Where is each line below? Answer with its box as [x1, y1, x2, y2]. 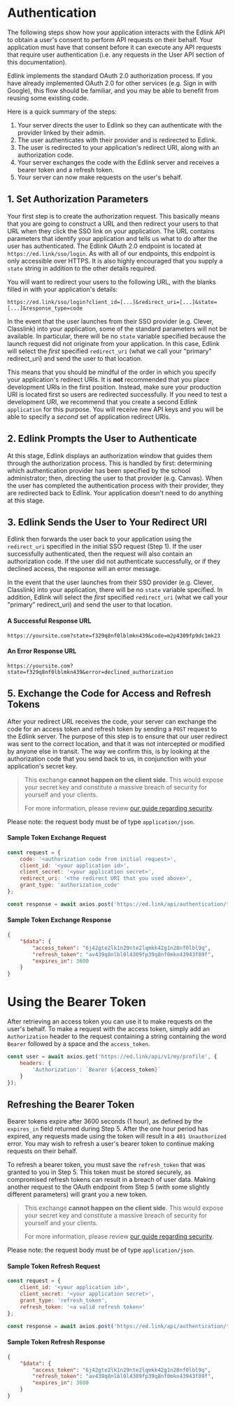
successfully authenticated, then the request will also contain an [7, 550, 193, 558]
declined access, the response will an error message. [7, 565, 162, 573]
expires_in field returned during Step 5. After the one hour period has [7, 1124, 208, 1133]
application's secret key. [7, 761, 78, 770]
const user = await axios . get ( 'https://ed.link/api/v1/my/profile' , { [7, 1053, 218, 1061]
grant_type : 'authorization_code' [20, 881, 120, 889]
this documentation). [7, 57, 67, 66]
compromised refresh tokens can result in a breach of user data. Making [7, 1176, 216, 1184]
